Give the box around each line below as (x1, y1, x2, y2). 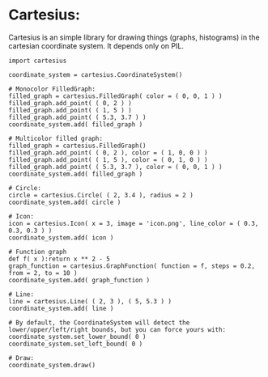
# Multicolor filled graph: (8, 134, 104, 142)
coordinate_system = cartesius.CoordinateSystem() (8, 70, 183, 78)
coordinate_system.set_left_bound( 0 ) (8, 340, 143, 348)
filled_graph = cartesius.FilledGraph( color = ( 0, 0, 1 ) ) (8, 91, 223, 100)
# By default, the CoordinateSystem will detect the (8, 318, 190, 327)
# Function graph (8, 248, 67, 256)
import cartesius (8, 57, 67, 65)
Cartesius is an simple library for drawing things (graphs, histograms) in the (8, 32, 261, 42)
